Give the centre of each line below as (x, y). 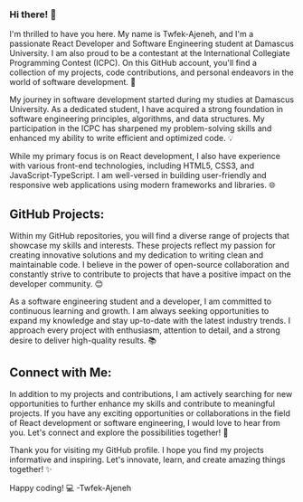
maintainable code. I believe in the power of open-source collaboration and (149, 265)
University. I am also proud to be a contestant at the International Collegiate (150, 53)
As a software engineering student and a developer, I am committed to (141, 301)
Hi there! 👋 (33, 14)
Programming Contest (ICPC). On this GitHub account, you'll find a (133, 63)
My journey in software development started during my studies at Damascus (152, 99)
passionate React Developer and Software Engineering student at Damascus (151, 43)
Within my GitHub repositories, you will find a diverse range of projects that (149, 236)
